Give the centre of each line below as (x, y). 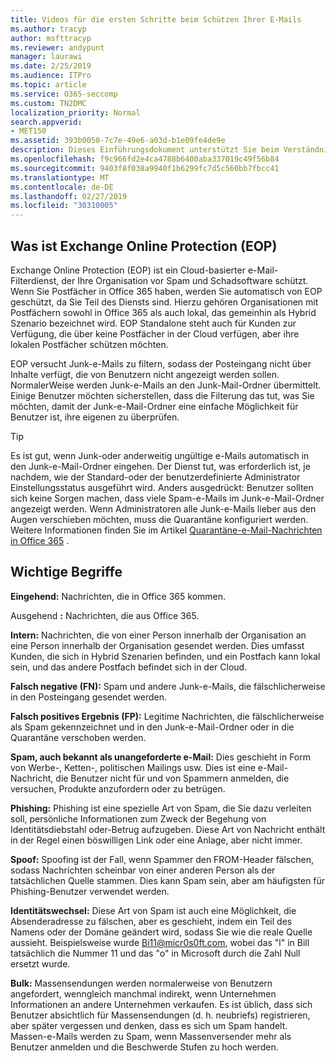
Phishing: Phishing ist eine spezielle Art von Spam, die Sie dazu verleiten (161, 808)
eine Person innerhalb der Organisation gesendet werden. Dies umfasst (157, 645)
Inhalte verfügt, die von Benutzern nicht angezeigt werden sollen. (145, 374)
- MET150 (28, 131)
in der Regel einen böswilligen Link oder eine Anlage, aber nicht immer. (156, 840)
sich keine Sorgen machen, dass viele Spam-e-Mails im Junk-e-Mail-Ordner (167, 498)
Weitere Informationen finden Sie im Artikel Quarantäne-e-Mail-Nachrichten (166, 530)
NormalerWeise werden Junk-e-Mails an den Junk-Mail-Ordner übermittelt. (166, 385)
